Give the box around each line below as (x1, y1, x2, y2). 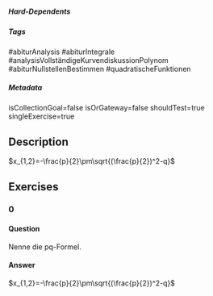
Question (8, 224, 40, 234)
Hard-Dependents (8, 6, 71, 16)
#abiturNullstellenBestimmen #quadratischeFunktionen (8, 65, 191, 74)
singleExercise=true (8, 111, 75, 121)
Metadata (8, 82, 43, 92)
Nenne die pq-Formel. (8, 242, 82, 252)
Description (8, 135, 69, 148)
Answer (8, 261, 35, 270)
